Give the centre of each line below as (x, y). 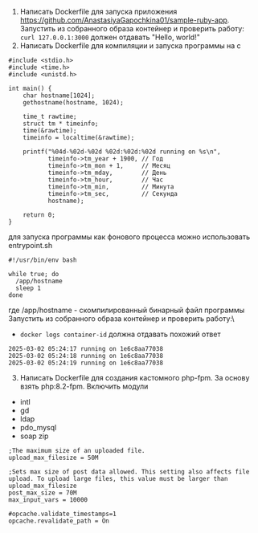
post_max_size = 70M (43, 493)
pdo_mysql (38, 427)
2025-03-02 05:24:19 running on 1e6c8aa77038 (86, 363)
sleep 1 (29, 288)
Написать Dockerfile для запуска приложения (98, 12)
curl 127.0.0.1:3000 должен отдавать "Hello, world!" (110, 37)
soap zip (34, 436)
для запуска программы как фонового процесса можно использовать (129, 237)
